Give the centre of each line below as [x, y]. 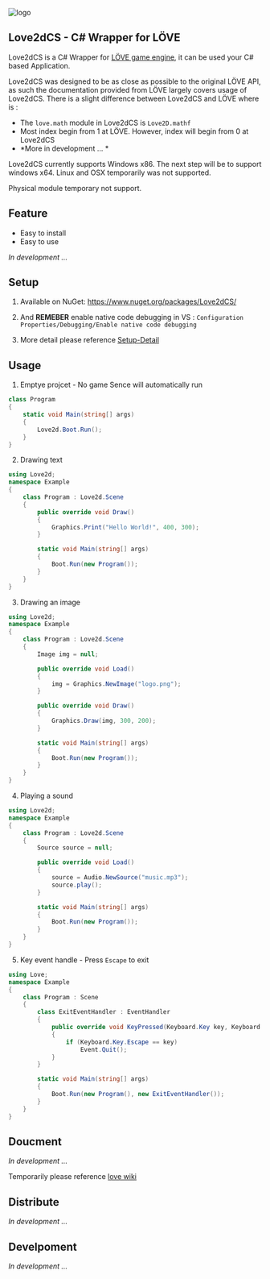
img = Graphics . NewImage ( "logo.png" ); [116, 684]
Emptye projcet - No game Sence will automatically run [111, 385]
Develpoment [43, 1246]
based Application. [39, 65]
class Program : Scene [61, 997]
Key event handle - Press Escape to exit [84, 960]
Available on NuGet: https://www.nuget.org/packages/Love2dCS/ [128, 301]
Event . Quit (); [104, 1049]
